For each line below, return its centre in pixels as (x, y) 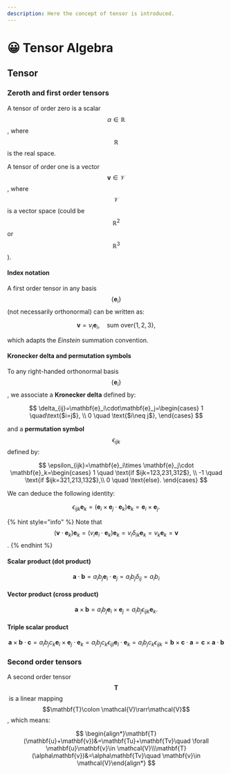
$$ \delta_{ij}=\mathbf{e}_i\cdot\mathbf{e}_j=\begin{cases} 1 (116, 408)
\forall (201, 741)
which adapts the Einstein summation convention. (78, 340)
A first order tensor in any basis (52, 289)
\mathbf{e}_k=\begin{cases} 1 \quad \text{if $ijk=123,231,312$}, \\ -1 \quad (116, 473)
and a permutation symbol (46, 429)
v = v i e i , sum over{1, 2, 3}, (116, 326)
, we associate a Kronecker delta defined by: (72, 395)
